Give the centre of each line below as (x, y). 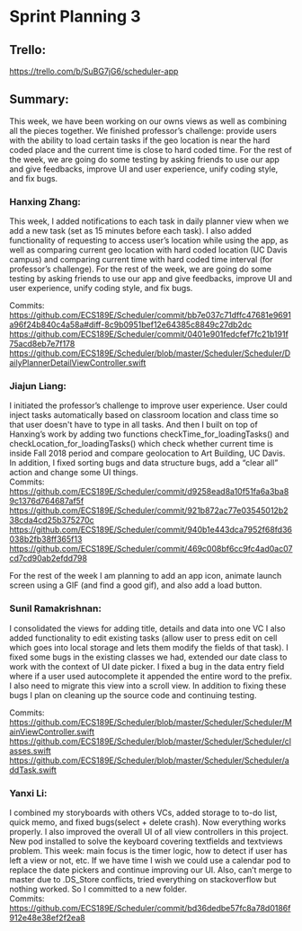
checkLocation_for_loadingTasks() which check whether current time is (142, 444)
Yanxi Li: (28, 793)
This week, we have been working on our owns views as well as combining (148, 121)
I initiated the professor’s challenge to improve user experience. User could (148, 405)
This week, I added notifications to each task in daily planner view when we (149, 221)
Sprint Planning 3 (75, 17)
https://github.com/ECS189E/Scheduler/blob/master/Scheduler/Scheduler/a (149, 760)
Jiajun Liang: (38, 386)
